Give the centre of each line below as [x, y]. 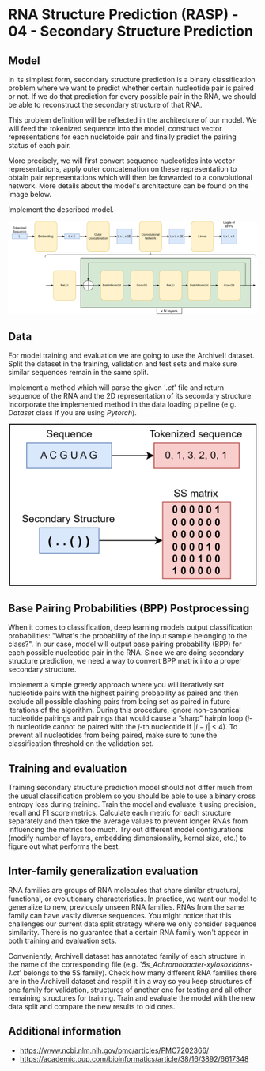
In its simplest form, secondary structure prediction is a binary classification [132, 79]
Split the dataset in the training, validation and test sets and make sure [123, 364]
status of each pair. [40, 145]
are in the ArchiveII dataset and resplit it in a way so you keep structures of [130, 981]
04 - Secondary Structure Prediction [131, 31]
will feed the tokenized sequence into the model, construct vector [115, 129]
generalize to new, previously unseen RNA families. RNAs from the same [126, 906]
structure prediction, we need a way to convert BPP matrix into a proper [125, 661]
